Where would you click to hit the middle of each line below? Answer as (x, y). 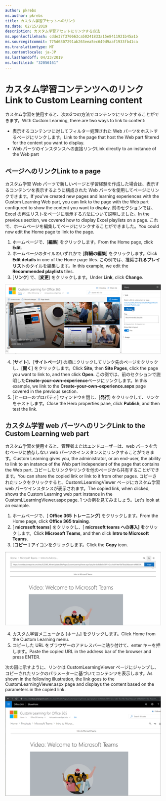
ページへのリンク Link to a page (53, 171)
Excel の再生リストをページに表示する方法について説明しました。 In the (77, 214)
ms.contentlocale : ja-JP (31, 52)
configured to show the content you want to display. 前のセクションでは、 (80, 208)
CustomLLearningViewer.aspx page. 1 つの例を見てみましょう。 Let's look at (82, 500)
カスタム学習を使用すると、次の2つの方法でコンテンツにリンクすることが (80, 114)
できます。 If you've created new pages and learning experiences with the (84, 196)
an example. (18, 506)
